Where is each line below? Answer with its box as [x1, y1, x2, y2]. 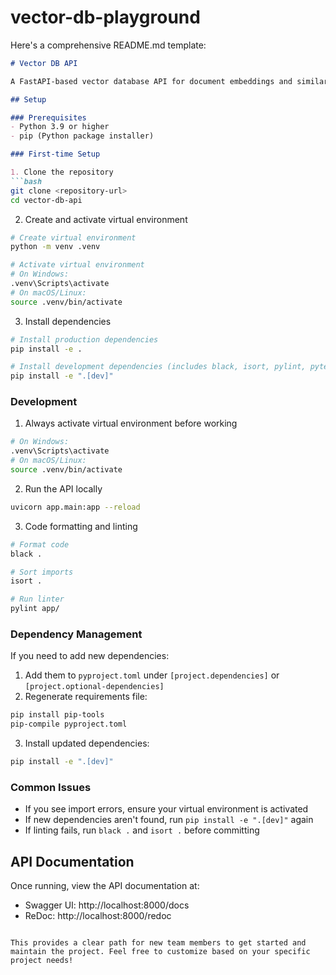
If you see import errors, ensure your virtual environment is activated [24, 803, 309, 815]
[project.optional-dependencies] [24, 682, 165, 692]
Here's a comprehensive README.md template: [10, 39, 207, 51]
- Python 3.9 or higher [10, 122, 110, 132]
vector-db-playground [10, 6, 201, 29]
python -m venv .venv [10, 242, 101, 252]
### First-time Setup [10, 149, 101, 160]
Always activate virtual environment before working [24, 417, 238, 430]
